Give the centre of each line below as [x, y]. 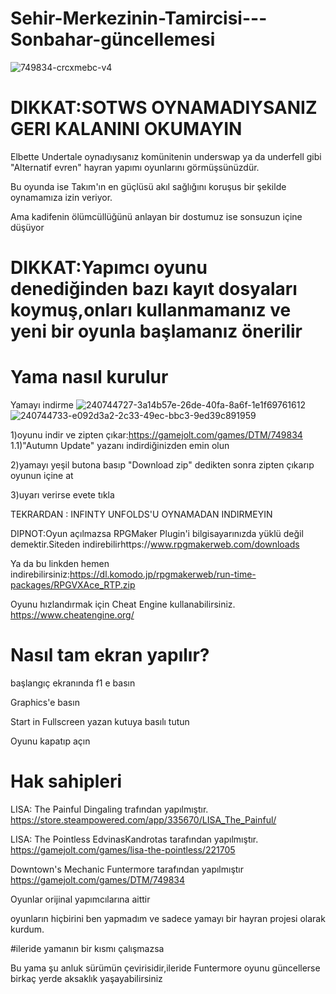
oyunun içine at [42, 475]
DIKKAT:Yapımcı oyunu [109, 268]
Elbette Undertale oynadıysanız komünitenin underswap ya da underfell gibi [166, 156]
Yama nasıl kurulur [89, 377]
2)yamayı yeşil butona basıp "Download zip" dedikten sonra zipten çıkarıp [162, 465]
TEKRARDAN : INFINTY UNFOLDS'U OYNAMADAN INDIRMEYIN [141, 514]
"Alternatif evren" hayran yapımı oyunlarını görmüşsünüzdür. [135, 167]
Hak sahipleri [66, 781]
